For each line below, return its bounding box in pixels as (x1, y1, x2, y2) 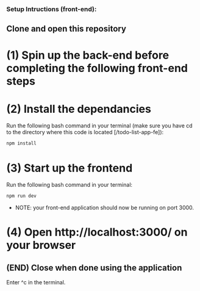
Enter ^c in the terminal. (6, 279, 66, 286)
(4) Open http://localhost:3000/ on (6, 225, 188, 239)
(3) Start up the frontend (6, 161, 133, 175)
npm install (6, 140, 37, 146)
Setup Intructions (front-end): (6, 5, 97, 13)
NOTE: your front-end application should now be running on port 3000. (15, 204, 194, 212)
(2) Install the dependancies (6, 102, 151, 116)
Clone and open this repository (6, 24, 127, 34)
